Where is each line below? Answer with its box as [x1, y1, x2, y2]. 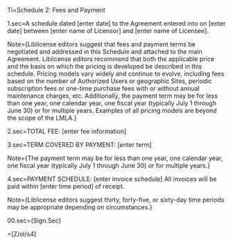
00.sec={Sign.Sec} [7, 216, 62, 225]
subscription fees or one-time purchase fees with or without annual [7, 85, 200, 92]
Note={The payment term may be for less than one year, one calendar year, [7, 154, 223, 162]
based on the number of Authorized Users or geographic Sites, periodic [7, 77, 213, 85]
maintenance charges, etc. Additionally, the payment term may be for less [7, 91, 218, 100]
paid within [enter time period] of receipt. [7, 182, 125, 190]
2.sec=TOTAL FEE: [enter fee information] [7, 128, 127, 135]
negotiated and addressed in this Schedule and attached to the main [7, 48, 202, 55]
